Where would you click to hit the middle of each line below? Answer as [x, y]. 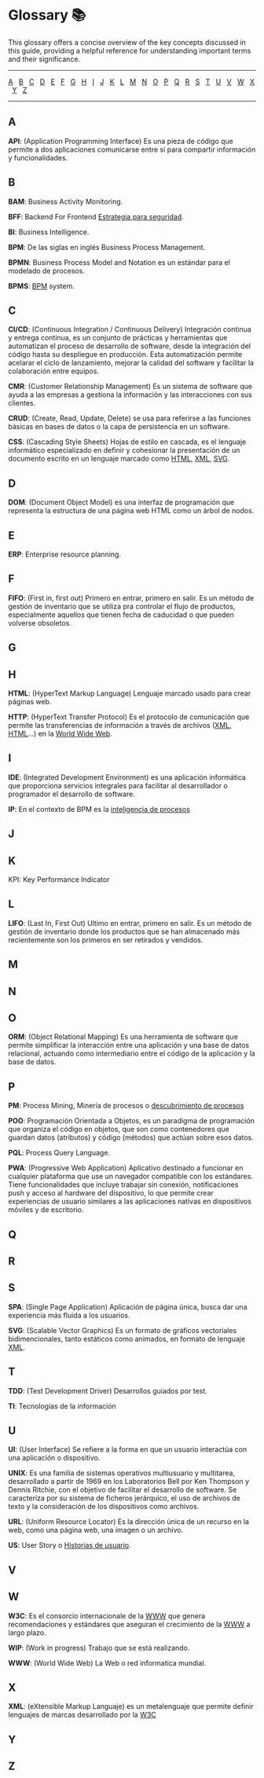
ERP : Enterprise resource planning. [65, 554]
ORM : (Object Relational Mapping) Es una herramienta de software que [123, 1037]
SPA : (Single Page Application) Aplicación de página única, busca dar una [128, 1306]
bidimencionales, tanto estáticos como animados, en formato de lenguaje [127, 1339]
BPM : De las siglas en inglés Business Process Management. [107, 247]
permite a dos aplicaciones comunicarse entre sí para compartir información [132, 149]
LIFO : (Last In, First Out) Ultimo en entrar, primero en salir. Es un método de [130, 923]
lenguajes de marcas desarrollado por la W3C [82, 1715]
